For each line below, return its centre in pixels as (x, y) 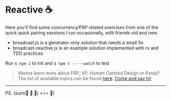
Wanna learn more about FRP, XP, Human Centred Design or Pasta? (89, 73)
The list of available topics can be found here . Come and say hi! (84, 78)
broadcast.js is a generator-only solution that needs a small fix (78, 42)
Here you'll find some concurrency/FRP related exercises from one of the (82, 27)
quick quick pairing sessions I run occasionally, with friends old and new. (82, 32)
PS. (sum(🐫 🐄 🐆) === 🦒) (30, 93)
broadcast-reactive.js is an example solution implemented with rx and (85, 48)
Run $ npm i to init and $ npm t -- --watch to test (57, 63)
